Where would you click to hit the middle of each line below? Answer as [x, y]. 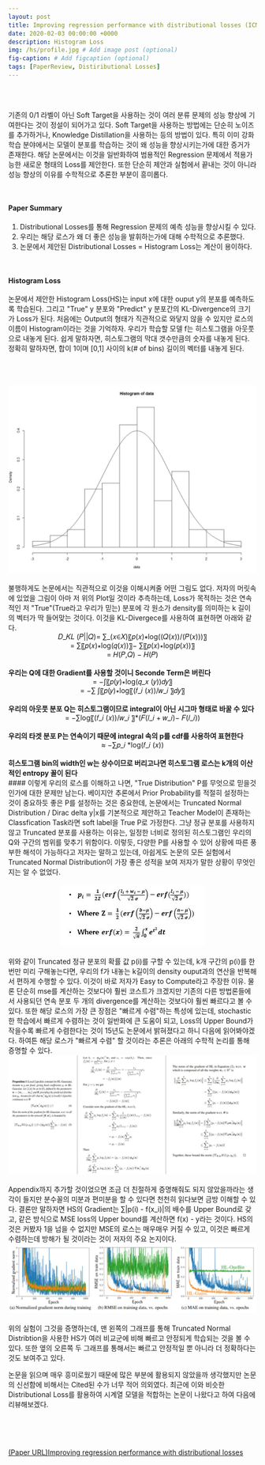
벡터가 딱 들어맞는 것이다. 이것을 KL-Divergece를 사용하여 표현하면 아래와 [130, 618]
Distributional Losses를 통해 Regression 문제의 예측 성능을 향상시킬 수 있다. [138, 227]
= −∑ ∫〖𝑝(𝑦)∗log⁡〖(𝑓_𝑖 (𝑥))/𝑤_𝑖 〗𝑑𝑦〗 [132, 691]
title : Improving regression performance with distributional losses [125, 25]
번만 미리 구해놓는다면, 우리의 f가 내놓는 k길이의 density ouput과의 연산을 [122, 971]
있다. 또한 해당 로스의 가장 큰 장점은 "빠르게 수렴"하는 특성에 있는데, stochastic [130, 1011]
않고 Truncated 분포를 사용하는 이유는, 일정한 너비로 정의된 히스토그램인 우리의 [130, 833]
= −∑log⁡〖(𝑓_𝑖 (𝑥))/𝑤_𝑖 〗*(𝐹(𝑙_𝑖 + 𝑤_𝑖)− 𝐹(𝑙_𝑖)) [132, 718]
